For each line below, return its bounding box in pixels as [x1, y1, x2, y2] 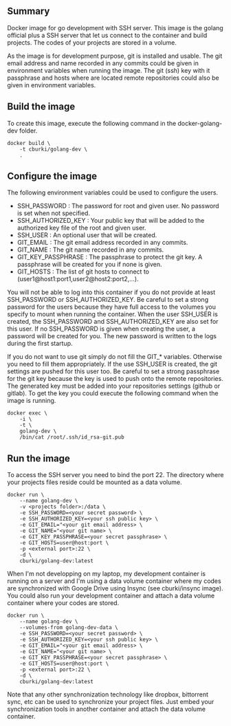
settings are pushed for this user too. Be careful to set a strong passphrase [7, 367, 220, 375]
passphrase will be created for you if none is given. [16, 261, 163, 269]
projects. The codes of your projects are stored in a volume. [7, 38, 177, 47]
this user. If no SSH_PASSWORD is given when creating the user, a [7, 324, 196, 333]
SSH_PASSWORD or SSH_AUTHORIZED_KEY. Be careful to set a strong [7, 296, 208, 304]
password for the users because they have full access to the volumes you [7, 302, 217, 311]
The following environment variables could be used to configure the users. [7, 188, 219, 197]
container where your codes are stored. [7, 599, 120, 607]
